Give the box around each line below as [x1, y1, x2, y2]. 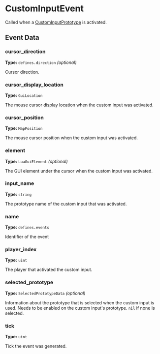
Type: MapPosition [5, 125, 43, 131]
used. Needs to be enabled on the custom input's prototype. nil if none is [5, 305, 155, 311]
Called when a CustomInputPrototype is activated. [5, 19, 107, 25]
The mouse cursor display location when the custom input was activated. [5, 102, 154, 108]
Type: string [5, 191, 32, 197]
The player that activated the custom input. [5, 266, 93, 273]
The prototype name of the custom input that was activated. [5, 201, 127, 206]
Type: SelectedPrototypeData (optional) [5, 290, 86, 296]
